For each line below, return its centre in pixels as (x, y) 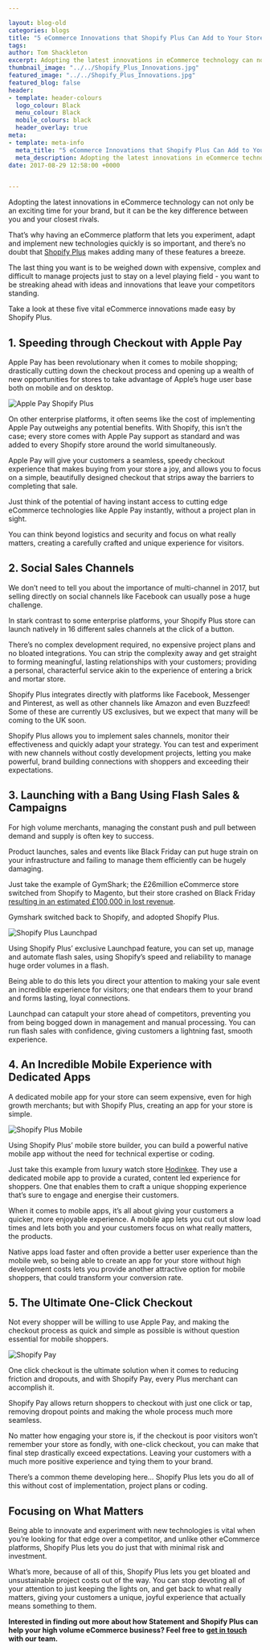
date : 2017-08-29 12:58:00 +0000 (64, 165)
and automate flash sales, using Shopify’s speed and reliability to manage (130, 956)
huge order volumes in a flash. (59, 965)
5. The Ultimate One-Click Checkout (100, 1302)
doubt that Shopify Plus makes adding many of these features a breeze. (127, 252)
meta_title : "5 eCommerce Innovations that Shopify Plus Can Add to (133, 150)
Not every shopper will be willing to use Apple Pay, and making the (119, 1322)
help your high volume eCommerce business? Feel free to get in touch (128, 1630)
